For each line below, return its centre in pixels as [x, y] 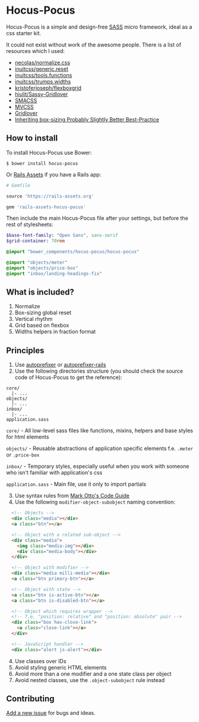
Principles [25, 350]
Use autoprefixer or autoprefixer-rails [60, 365]
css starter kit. [24, 33]
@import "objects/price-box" [42, 268]
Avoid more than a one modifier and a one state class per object [93, 674]
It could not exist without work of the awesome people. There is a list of [94, 45]
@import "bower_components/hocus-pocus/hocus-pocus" [73, 252]
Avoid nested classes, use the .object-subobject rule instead [90, 680]
